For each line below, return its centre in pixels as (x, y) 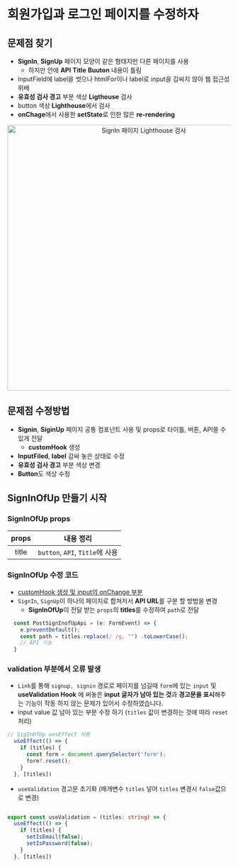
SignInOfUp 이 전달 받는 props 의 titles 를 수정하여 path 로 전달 (114, 610)
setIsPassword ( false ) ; (59, 844)
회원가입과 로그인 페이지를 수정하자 (103, 15)
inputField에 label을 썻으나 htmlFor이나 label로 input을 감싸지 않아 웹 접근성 (124, 79)
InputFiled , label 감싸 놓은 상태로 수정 (71, 456)
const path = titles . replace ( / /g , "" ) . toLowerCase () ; (104, 636)
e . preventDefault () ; (50, 630)
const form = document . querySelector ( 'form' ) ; (96, 755)
